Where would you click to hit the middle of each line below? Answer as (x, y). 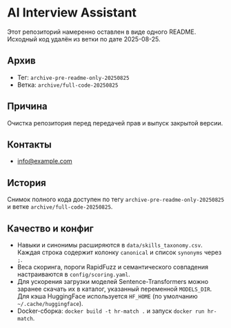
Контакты (29, 144)
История (27, 183)
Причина (27, 106)
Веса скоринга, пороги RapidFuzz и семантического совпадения (113, 267)
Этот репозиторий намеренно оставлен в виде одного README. (102, 32)
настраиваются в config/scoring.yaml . (73, 274)
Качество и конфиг (51, 228)
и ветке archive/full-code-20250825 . (60, 207)
